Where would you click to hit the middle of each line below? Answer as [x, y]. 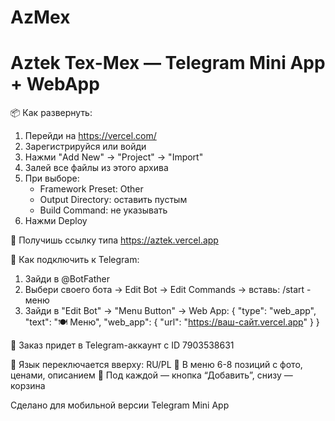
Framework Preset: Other [91, 189]
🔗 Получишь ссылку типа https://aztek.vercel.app [114, 240]
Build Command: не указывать [103, 210]
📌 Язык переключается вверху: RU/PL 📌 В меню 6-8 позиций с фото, [156, 365]
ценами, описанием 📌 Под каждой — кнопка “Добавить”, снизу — [151, 375]
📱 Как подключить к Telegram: [75, 260]
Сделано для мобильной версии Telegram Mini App [120, 405]
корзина [28, 386]
